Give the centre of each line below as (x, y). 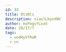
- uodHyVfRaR (23, 38)
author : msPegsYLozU (27, 24)
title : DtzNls (20, 14)
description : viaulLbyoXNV (33, 19)
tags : (11, 33)
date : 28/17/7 (20, 28)
